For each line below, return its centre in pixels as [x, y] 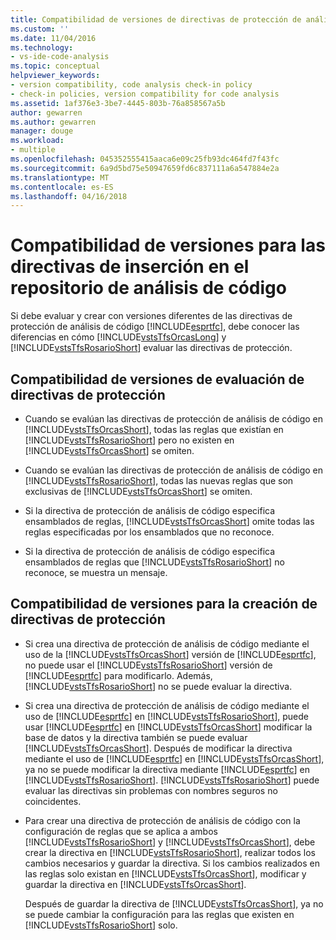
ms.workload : [37, 141]
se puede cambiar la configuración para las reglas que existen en [159, 914]
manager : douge [42, 131]
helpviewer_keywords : [55, 76]
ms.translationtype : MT [60, 177]
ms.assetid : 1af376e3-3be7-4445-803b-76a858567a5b [118, 103]
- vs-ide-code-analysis [60, 57]
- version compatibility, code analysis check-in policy [131, 85]
